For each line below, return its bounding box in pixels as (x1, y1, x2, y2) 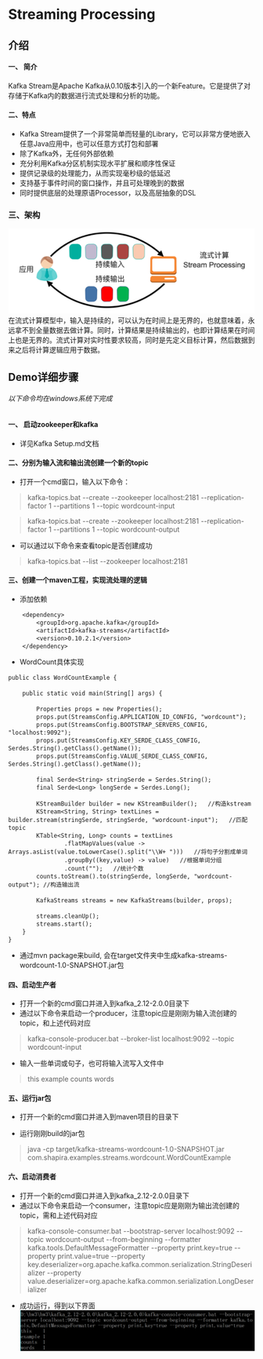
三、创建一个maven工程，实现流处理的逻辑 (8, 575, 147, 585)
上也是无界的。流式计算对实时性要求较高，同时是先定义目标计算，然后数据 (8, 335, 248, 345)
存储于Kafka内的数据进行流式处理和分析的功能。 (8, 90, 164, 100)
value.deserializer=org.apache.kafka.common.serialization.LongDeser (27, 1276, 254, 1285)
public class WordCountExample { (8, 674, 117, 681)
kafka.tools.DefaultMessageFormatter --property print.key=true (27, 1243, 233, 1252)
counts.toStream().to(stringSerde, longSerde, (36, 872, 191, 880)
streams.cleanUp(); (36, 912, 100, 920)
